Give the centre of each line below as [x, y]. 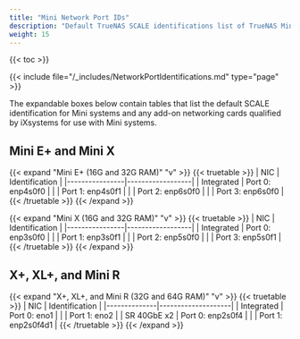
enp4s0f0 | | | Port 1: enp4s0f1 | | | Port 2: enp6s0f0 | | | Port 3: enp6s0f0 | [146, 191]
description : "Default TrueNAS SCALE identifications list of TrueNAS [143, 26]
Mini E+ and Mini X [62, 151]
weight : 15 [29, 34]
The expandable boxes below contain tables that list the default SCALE [139, 104]
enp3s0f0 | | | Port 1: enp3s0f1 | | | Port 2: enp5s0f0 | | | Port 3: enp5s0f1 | [145, 237]
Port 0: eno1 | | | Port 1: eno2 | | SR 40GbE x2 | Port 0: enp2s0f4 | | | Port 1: [146, 315]
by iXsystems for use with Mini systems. [83, 123]
